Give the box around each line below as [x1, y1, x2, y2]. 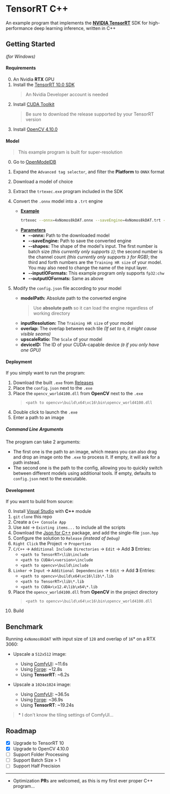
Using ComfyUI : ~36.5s [20, 691, 70, 697]
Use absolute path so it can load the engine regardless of [33, 305, 153, 311]
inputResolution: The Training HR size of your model [20, 320, 133, 326]
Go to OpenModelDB [13, 159, 56, 165]
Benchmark [6, 622, 43, 631]
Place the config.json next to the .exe [13, 385, 93, 391]
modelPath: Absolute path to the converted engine [20, 295, 127, 301]
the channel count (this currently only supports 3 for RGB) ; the [28, 254, 158, 260]
